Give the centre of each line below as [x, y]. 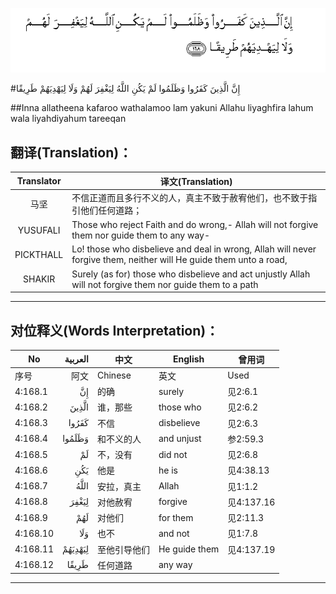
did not [173, 454]
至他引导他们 [123, 549]
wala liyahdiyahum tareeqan [68, 119]
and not [174, 533]
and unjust [180, 439]
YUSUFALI [39, 230]
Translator [39, 181]
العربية [76, 359]
